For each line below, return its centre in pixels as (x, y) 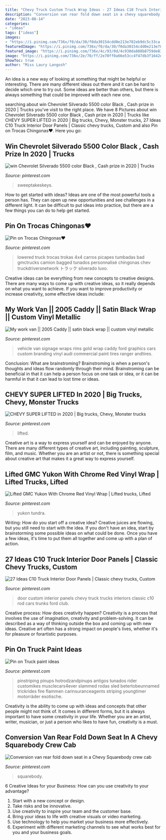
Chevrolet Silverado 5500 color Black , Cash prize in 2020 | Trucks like (77, 115)
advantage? (17, 791)
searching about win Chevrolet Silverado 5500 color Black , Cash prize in (80, 104)
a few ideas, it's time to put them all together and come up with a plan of (79, 539)
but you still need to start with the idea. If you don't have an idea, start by (80, 528)
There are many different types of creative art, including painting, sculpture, (82, 448)
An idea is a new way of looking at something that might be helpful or (76, 79)
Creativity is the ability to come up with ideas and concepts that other (76, 706)
